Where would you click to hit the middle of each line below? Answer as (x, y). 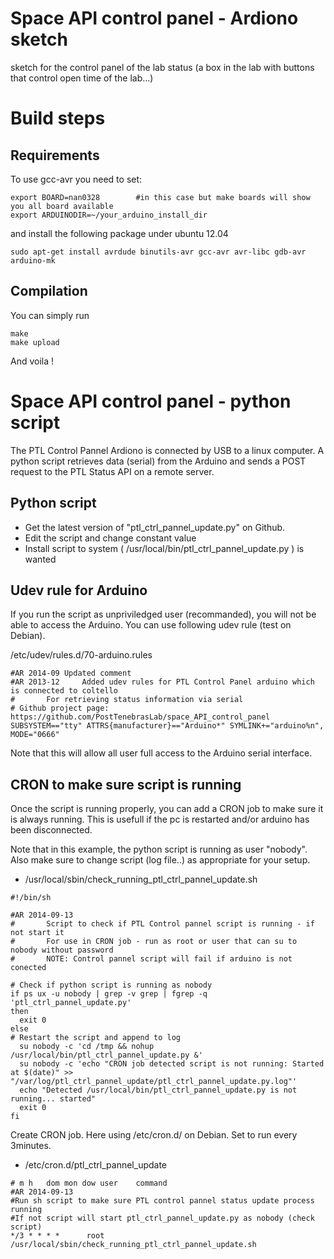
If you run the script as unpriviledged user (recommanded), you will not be (163, 614)
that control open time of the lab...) (82, 78)
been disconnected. (51, 830)
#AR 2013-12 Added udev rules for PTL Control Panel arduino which (162, 682)
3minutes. (31, 1146)
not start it (37, 933)
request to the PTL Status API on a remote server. (112, 471)
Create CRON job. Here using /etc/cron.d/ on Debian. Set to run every (154, 1135)
